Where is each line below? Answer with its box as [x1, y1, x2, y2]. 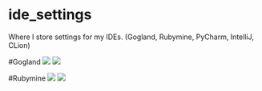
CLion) [8, 40, 30, 49]
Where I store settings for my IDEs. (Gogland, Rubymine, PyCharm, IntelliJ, [8, 32, 254, 42]
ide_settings [8, 6, 92, 24]
